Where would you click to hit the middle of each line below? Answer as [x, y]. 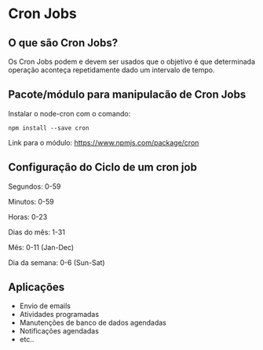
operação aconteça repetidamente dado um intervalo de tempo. [111, 70]
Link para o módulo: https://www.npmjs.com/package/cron [104, 142]
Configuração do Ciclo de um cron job [103, 167]
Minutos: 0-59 [31, 201]
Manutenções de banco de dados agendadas [93, 322]
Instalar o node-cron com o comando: [69, 113]
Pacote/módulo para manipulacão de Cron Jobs [127, 95]
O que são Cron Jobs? [63, 43]
